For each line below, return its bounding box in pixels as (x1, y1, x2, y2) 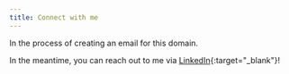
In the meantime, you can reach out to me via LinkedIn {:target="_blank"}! (9, 54, 281, 65)
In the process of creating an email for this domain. (9, 37, 199, 48)
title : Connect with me (9, 12, 99, 22)
